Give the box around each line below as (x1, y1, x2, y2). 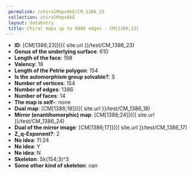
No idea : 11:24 (14, 136, 49, 144)
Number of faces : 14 (14, 92, 66, 100)
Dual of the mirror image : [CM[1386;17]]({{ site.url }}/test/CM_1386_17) (14, 124, 188, 131)
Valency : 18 (14, 61, 44, 68)
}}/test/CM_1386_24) (14, 117, 65, 125)
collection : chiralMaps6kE (8, 14, 76, 20)
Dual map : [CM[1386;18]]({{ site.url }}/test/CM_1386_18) (14, 105, 151, 112)
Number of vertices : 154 (14, 80, 76, 87)
